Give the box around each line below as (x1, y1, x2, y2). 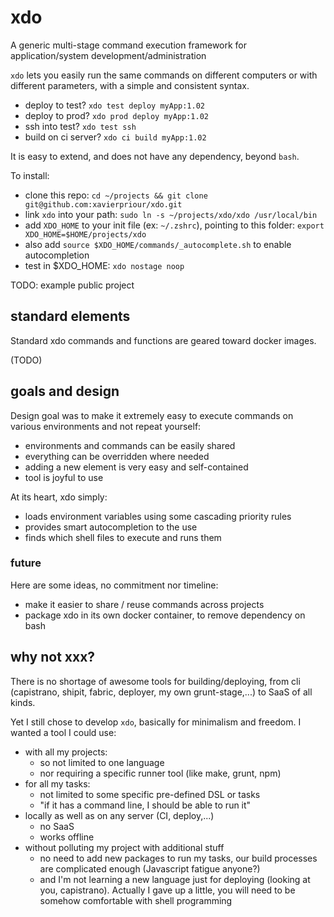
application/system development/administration (10, 49, 207, 61)
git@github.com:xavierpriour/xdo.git (24, 199, 183, 210)
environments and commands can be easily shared (24, 439, 236, 451)
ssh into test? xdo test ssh (24, 120, 137, 132)
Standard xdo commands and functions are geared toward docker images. (10, 334, 317, 346)
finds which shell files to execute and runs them (24, 531, 222, 543)
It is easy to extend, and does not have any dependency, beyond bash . (10, 150, 300, 162)
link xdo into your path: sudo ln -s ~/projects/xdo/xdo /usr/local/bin (24, 208, 318, 220)
